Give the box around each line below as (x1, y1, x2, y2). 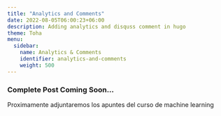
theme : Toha (7, 29, 42, 37)
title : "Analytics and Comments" (7, 10, 105, 17)
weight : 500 (20, 62, 55, 69)
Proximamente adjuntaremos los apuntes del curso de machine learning (7, 100, 215, 108)
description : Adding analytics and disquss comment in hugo (7, 23, 187, 30)
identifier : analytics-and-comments (20, 56, 127, 63)
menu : (7, 36, 23, 43)
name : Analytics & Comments (20, 49, 101, 56)
